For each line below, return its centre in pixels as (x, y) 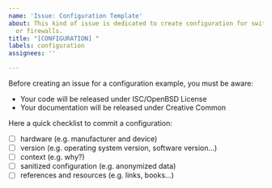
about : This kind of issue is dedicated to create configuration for (128, 23)
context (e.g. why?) (52, 157)
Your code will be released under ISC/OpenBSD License (113, 99)
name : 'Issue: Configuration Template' (76, 16)
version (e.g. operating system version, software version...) (119, 148)
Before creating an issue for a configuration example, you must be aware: (131, 83)
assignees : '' (32, 53)
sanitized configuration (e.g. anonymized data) (98, 166)
